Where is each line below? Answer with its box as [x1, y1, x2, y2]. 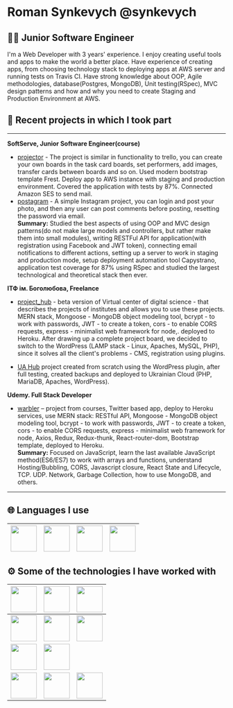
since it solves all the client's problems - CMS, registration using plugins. [17, 349, 225, 357]
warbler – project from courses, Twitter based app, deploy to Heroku [17, 404, 214, 413]
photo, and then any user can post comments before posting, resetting [17, 204, 220, 212]
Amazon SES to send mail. [17, 189, 93, 198]
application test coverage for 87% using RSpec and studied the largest [17, 263, 220, 271]
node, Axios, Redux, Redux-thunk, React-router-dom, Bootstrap [17, 433, 200, 442]
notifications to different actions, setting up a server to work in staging [17, 248, 218, 257]
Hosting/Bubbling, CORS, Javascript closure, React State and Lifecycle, [17, 463, 222, 472]
